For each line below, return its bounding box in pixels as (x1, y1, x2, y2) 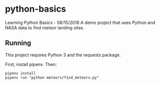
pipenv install (5, 71, 36, 76)
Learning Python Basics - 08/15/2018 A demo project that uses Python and (5, 20, 155, 25)
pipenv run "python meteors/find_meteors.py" (5, 75, 99, 80)
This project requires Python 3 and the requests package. (5, 52, 121, 58)
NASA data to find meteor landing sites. (5, 24, 84, 30)
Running (5, 39, 32, 47)
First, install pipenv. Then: (5, 61, 57, 67)
